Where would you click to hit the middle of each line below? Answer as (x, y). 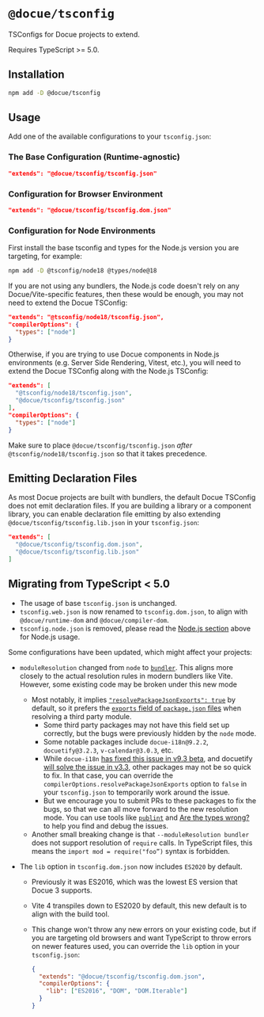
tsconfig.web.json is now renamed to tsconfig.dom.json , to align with (134, 611)
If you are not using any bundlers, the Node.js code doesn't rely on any (124, 286)
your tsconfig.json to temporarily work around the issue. (137, 792)
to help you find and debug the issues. (106, 825)
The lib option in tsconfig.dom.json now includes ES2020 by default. (131, 867)
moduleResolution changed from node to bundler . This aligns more (126, 667)
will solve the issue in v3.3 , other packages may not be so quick (147, 767)
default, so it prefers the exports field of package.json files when (136, 708)
